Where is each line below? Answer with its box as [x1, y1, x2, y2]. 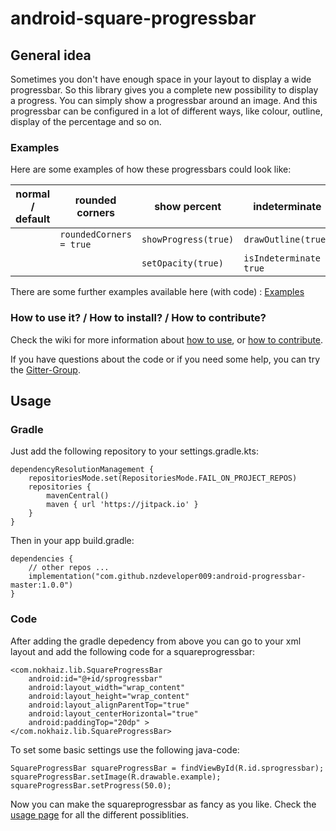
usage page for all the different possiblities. [10, 808, 189, 821]
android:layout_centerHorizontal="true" [28, 708, 199, 719]
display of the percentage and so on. [10, 116, 162, 127]
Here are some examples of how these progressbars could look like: [10, 163, 292, 176]
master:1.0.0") [10, 580, 74, 591]
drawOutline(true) [243, 234, 332, 246]
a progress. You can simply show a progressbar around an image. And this [10, 95, 318, 106]
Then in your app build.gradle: [10, 535, 135, 547]
